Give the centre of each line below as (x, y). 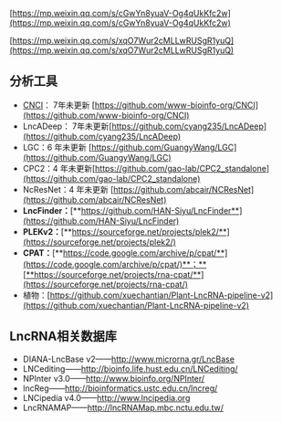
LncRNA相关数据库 (63, 337)
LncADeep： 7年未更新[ (67, 126)
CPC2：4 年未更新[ (59, 168)
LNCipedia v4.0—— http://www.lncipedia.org (106, 397)
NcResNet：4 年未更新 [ (68, 189)
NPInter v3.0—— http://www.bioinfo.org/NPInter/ (114, 378)
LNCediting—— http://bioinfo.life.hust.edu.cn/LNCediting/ (131, 368)
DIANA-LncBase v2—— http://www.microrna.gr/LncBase (129, 359)
